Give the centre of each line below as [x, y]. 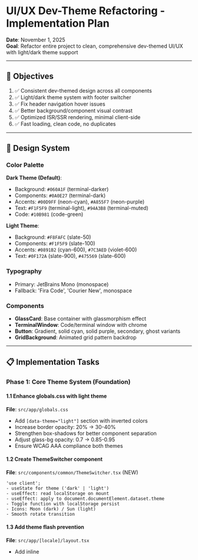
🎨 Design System [38, 148]
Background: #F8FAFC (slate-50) [53, 237]
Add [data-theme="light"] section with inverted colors [81, 421]
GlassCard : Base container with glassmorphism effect [80, 319]
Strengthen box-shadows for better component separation [86, 433]
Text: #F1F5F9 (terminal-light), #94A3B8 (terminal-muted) [81, 208]
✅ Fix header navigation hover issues [60, 104]
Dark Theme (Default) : [34, 178]
